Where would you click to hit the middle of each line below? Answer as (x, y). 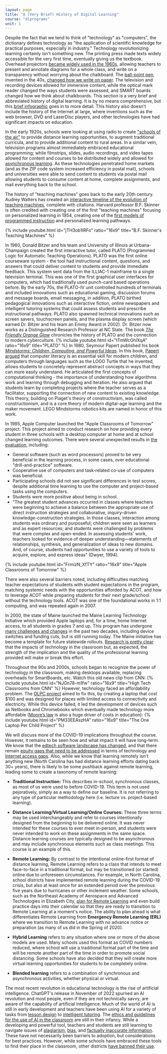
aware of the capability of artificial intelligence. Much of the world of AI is (80, 1004)
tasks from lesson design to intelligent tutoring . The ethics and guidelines (80, 1015)
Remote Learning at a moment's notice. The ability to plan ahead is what (86, 912)
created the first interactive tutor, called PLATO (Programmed (92, 250)
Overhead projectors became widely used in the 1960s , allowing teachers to (83, 64)
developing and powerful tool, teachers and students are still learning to (79, 1025)
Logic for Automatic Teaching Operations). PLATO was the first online (76, 256)
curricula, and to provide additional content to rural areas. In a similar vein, (81, 143)
